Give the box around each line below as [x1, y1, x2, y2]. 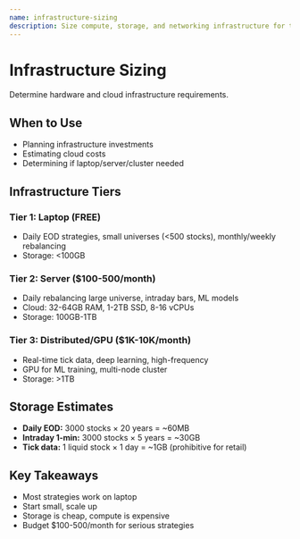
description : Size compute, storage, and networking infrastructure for [9, 21, 286, 30]
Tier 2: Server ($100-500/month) [9, 272, 156, 284]
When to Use [9, 115, 83, 131]
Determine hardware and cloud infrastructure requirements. [9, 89, 229, 100]
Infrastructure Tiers [9, 184, 122, 199]
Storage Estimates [9, 399, 114, 414]
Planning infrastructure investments [21, 139, 154, 150]
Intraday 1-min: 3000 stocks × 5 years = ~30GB [21, 433, 201, 443]
